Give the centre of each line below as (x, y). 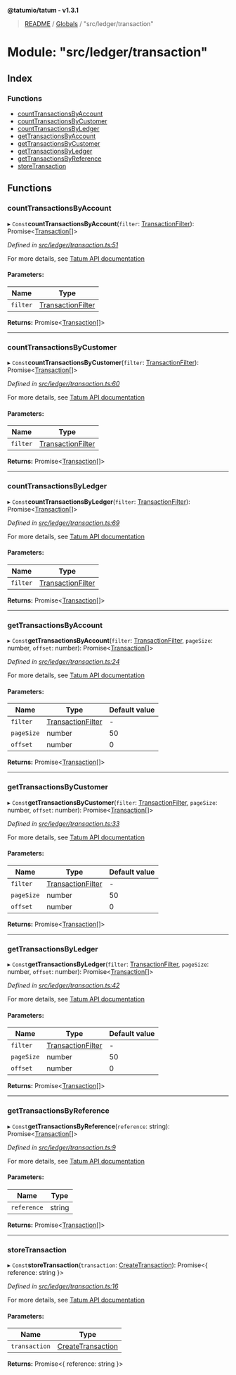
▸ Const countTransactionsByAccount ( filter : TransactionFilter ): (101, 223)
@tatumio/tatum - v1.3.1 (43, 10)
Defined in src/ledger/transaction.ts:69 (64, 523)
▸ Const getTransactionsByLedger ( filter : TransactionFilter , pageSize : (108, 964)
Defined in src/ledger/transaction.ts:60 (64, 384)
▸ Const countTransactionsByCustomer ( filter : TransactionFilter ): (103, 363)
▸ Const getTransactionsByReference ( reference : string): (88, 1126)
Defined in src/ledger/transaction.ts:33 (64, 823)
